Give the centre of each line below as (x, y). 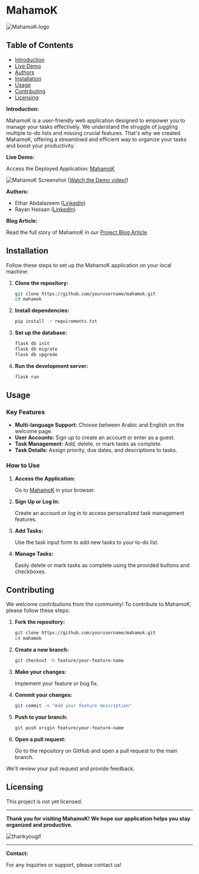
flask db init (32, 344)
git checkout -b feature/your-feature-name (69, 661)
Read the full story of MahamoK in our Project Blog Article (77, 232)
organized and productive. (39, 825)
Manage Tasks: (34, 553)
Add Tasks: (29, 530)
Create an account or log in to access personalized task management (99, 513)
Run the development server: (52, 366)
